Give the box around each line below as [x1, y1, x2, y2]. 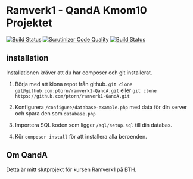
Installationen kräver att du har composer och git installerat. [6, 69, 152, 76]
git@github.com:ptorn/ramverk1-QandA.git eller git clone [14, 87, 157, 94]
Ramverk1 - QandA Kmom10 [6, 4, 147, 17]
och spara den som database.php [14, 109, 96, 117]
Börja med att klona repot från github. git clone [14, 80, 133, 87]
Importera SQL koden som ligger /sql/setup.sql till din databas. [14, 121, 173, 128]
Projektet [6, 16, 52, 30]
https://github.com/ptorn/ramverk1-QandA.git [14, 93, 130, 99]
